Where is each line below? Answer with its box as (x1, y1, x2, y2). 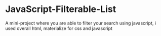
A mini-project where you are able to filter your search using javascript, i (5, 20, 156, 26)
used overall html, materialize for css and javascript (5, 25, 113, 31)
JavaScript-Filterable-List (5, 3, 116, 15)
